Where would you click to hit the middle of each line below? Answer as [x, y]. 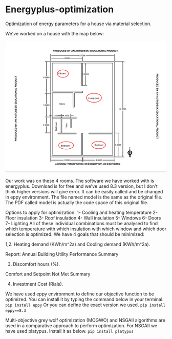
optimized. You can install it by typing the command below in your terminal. [84, 300]
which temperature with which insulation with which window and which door [86, 229]
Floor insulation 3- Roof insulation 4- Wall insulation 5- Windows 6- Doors [83, 218]
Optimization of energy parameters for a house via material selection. [79, 24]
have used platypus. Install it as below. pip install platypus [70, 331]
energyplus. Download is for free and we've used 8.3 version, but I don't [81, 186]
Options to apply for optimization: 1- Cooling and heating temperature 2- [81, 213]
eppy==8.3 [16, 311]
